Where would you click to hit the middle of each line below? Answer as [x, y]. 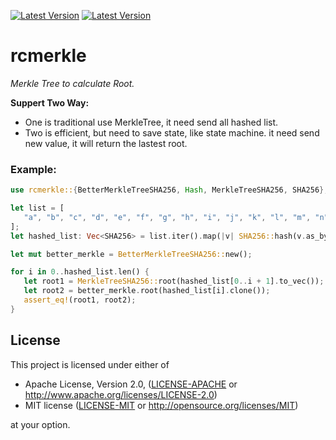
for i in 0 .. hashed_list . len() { [80, 272]
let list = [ [37, 208]
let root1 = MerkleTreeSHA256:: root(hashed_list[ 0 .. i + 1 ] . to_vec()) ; [174, 281]
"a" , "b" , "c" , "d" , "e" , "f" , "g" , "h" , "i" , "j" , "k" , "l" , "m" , [167, 217]
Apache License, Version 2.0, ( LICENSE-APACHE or [131, 384]
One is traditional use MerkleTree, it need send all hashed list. [151, 122]
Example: [33, 169]
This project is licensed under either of [90, 364]
